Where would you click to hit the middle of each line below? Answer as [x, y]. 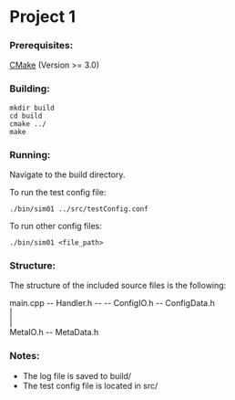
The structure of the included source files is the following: [118, 286]
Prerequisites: [41, 46]
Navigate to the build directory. [67, 174]
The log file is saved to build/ [77, 375]
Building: [30, 89]
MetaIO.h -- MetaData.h [54, 332]
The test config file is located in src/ [90, 385]
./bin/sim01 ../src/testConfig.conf [79, 209]
